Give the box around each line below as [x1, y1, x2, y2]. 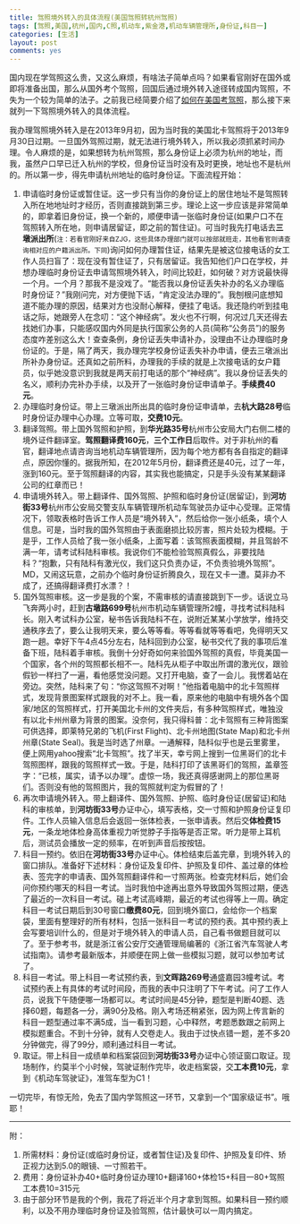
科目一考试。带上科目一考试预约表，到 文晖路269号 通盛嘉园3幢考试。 [21, 972, 278, 983]
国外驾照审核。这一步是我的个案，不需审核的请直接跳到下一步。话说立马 [21, 592, 288, 603]
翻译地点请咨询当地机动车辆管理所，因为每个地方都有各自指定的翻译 [37, 446, 288, 457]
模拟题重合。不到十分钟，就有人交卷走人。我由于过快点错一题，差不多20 [21, 1028, 291, 1039]
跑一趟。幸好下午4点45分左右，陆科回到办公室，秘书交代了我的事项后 [21, 637, 280, 647]
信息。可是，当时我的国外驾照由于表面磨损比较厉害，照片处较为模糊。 [21, 525, 281, 535]
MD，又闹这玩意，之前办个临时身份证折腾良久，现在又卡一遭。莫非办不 [21, 569, 286, 580]
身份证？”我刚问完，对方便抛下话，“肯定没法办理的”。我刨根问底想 [29, 289, 276, 300]
